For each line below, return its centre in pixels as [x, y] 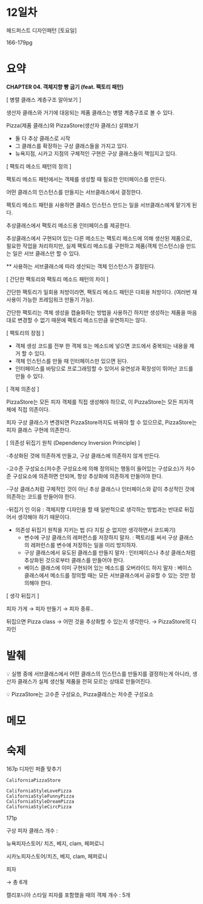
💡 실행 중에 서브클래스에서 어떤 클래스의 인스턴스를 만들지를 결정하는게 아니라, [99, 674]
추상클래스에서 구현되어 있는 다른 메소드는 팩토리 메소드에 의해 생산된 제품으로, [99, 238]
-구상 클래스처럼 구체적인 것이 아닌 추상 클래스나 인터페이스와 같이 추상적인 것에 [101, 489]
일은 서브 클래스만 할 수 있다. [46, 253]
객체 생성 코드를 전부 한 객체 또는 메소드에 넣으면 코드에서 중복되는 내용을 [101, 345]
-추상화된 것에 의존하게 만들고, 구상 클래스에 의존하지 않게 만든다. [83, 456]
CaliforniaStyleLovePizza [39, 791]
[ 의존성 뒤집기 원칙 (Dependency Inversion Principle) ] [73, 442]
